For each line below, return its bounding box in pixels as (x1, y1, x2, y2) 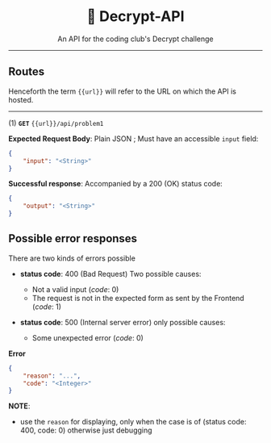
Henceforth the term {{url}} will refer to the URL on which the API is (8, 86, 236, 96)
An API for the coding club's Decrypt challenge (57, 34, 214, 44)
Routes (8, 65, 45, 79)
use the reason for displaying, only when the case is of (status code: (19, 417, 247, 427)
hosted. (8, 94, 34, 104)
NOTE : (8, 401, 31, 411)
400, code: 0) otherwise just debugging (19, 425, 152, 435)
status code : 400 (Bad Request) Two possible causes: (19, 269, 202, 278)
